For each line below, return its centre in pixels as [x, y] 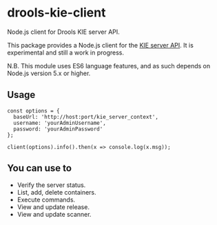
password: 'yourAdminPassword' [58, 129]
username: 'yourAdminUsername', [60, 123]
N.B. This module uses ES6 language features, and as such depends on [109, 66]
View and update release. [53, 207]
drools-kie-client [56, 13]
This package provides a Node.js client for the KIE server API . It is [101, 45]
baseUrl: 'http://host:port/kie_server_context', [86, 117]
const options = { [33, 111]
